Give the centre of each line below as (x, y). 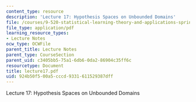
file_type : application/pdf (40, 28)
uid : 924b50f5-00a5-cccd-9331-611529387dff (60, 76)
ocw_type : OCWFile (28, 44)
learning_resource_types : (37, 33)
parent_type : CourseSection (40, 55)
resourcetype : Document (35, 66)
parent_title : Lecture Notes (41, 50)
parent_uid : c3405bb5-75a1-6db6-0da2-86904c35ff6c (69, 60)
